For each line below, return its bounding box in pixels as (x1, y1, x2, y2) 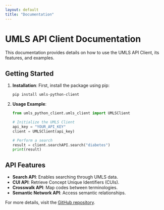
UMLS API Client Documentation (5, 33, 141, 45)
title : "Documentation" (5, 12, 55, 17)
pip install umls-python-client (12, 92, 79, 97)
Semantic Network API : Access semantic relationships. (12, 190, 126, 196)
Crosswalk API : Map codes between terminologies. (12, 185, 118, 191)
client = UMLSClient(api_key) (12, 129, 75, 134)
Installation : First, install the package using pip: (12, 82, 110, 88)
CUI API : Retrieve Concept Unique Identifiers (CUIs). (12, 179, 120, 185)
